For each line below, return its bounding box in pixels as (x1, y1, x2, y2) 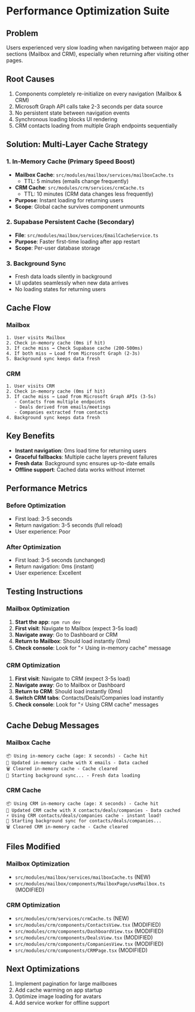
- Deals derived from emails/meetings (14, 404, 111, 411)
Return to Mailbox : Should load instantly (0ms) (14, 637, 131, 645)
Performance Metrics (6, 483, 88, 493)
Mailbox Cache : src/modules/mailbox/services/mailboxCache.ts (14, 171, 174, 178)
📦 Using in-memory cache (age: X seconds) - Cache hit (6, 753, 148, 759)
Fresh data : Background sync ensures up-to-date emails (14, 459, 156, 466)
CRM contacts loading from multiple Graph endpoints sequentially (14, 122, 178, 129)
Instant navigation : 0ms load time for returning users (14, 447, 147, 454)
